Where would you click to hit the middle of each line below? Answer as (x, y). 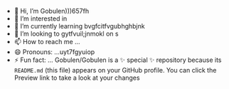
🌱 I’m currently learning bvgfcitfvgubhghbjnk (79, 26)
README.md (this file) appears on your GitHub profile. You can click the (115, 70)
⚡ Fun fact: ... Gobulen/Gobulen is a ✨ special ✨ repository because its (118, 60)
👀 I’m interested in (41, 19)
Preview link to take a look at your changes (77, 78)
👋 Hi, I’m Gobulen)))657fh (52, 11)
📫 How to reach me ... (47, 42)
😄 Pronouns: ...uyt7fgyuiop (54, 52)
